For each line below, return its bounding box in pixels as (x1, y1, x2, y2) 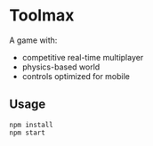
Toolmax (9, 5, 75, 26)
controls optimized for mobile (21, 70, 131, 81)
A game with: (9, 35, 58, 45)
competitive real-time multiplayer (21, 52, 144, 62)
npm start (9, 128, 46, 137)
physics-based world (21, 61, 101, 72)
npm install (9, 120, 53, 129)
